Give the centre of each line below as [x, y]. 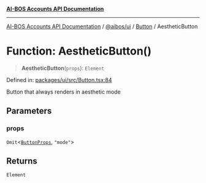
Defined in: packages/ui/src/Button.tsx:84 [59, 80]
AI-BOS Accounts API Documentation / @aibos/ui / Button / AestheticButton [102, 26]
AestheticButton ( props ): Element [63, 68]
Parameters [29, 111]
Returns [22, 161]
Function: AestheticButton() [79, 51]
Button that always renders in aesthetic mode [63, 92]
